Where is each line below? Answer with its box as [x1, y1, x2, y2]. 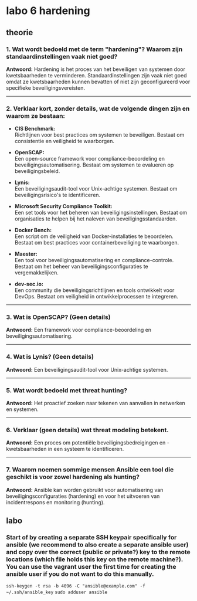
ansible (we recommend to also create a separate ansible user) [6, 541, 189, 549]
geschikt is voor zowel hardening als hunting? [6, 473, 140, 481]
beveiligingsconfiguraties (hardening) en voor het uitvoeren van [6, 493, 160, 500]
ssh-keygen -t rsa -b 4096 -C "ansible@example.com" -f [6, 583, 145, 589]
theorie [6, 28, 33, 38]
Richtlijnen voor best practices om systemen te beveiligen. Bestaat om [14, 131, 185, 138]
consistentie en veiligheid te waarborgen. [14, 138, 115, 145]
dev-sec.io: [14, 280, 44, 288]
